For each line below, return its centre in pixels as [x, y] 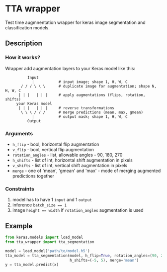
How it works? [23, 58]
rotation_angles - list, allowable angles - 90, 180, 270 [67, 155]
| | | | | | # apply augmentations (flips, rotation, [82, 95]
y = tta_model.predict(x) [32, 265]
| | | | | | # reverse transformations [66, 108]
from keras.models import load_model [44, 237]
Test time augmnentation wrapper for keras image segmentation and [75, 22]
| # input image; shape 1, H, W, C [80, 82]
